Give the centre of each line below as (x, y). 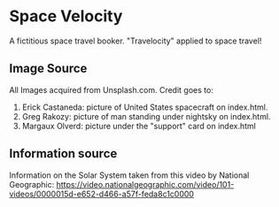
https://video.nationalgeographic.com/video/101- (145, 184)
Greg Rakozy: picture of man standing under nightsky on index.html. (146, 116)
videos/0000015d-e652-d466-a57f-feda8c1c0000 (102, 194)
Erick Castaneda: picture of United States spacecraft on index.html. (145, 107)
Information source (63, 153)
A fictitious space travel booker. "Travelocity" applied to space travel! (136, 41)
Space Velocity (66, 16)
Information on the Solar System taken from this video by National (129, 175)
